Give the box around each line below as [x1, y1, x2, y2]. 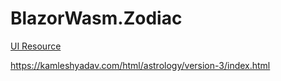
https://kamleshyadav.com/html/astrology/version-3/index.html [10, 59, 271, 71]
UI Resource [10, 40, 62, 52]
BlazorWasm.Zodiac [10, 7, 183, 30]
